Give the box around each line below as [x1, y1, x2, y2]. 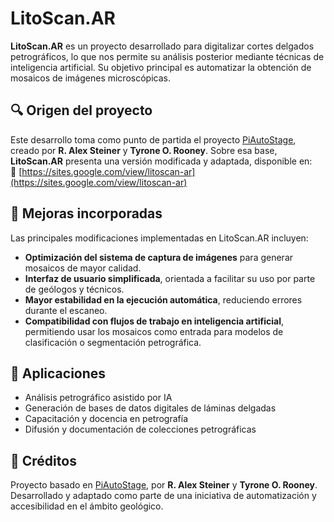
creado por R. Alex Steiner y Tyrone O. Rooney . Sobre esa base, [10, 144, 278, 156]
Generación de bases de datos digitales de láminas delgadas [24, 402, 277, 414]
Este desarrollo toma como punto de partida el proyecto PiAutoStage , [10, 133, 297, 146]
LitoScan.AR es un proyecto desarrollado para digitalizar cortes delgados [10, 40, 315, 52]
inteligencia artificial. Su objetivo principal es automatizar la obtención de [10, 61, 312, 73]
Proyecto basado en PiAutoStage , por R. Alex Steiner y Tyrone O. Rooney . [10, 479, 318, 491]
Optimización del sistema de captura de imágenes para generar [24, 251, 294, 263]
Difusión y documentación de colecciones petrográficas [24, 423, 257, 436]
